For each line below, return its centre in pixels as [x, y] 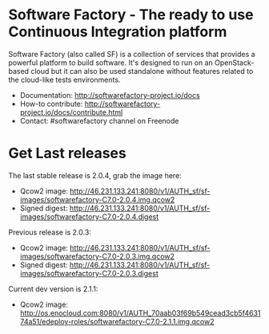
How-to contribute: [51, 104]
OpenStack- [235, 63]
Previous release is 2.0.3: [50, 232]
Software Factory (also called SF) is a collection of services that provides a [132, 54]
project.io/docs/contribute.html [71, 112]
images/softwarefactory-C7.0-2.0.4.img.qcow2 [97, 199]
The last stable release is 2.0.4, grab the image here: [95, 175]
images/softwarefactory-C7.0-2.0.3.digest [89, 273]
